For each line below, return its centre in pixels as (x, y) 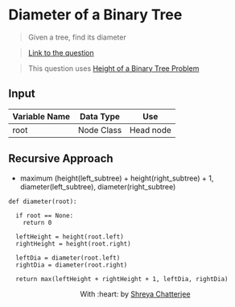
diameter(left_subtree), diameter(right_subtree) (98, 186)
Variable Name (41, 116)
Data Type (100, 116)
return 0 (37, 222)
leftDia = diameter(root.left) (68, 258)
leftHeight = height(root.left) (70, 236)
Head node (150, 130)
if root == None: (45, 215)
